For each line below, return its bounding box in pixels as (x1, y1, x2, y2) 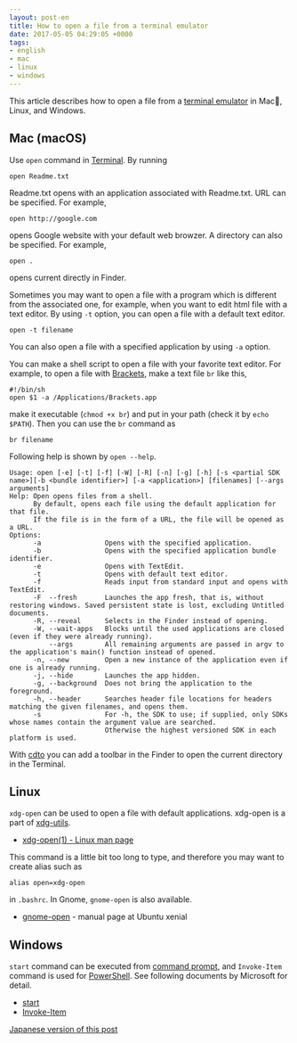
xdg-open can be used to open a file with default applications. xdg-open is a (9, 808, 286, 818)
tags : (9, 37, 29, 47)
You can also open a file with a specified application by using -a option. (9, 341, 271, 352)
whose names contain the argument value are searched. (9, 718, 217, 727)
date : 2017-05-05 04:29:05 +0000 (9, 29, 133, 38)
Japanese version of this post (9, 1024, 118, 1035)
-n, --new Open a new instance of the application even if (32, 655, 289, 664)
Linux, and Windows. (9, 104, 86, 116)
